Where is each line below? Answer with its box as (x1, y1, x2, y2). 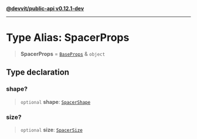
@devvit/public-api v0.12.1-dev (6, 5, 84, 12)
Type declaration (6, 67, 69, 77)
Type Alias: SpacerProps (6, 31, 130, 45)
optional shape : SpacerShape (20, 98, 91, 105)
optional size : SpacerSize (20, 126, 83, 133)
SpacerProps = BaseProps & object (20, 50, 106, 57)
